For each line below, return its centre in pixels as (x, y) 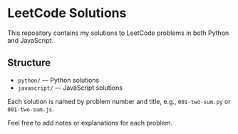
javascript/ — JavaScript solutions (70, 88)
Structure (29, 63)
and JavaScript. (30, 40)
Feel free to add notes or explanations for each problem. (90, 123)
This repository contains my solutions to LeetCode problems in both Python (118, 33)
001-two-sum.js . (31, 109)
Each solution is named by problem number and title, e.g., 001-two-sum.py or (119, 101)
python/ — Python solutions (58, 80)
